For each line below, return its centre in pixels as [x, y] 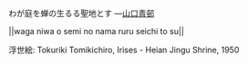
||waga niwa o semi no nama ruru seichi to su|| [96, 31]
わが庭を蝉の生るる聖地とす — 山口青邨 [82, 13]
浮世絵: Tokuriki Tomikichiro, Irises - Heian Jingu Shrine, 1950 [124, 50]
